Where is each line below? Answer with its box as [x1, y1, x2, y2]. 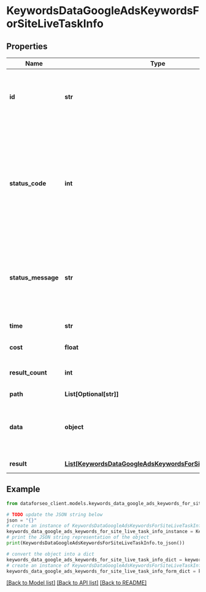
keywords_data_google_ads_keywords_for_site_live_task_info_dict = [6, 556, 183, 563]
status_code [9, 179, 47, 188]
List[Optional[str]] [64, 390, 119, 398]
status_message [9, 273, 59, 282]
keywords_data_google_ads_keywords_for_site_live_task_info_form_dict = [6, 568, 196, 574]
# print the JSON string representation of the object [6, 534, 150, 541]
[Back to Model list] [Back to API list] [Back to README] [6, 579, 147, 586]
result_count [9, 368, 47, 377]
